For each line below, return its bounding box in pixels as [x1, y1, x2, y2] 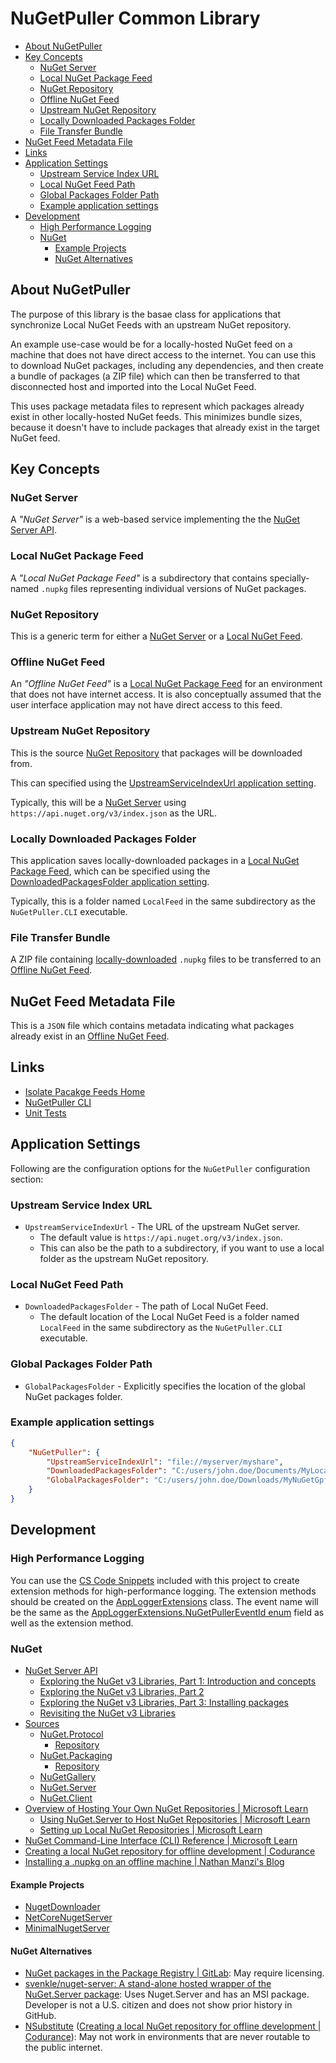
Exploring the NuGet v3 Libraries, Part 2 [39, 1685, 205, 1697]
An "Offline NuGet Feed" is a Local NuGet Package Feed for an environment [10, 678, 323, 690]
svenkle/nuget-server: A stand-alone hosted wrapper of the [24, 1978, 272, 1990]
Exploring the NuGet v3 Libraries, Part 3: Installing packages [39, 1696, 289, 1708]
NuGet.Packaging [39, 1749, 113, 1761]
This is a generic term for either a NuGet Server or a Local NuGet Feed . [10, 630, 303, 642]
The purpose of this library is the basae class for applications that [10, 308, 282, 320]
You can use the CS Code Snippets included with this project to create [10, 1574, 300, 1586]
